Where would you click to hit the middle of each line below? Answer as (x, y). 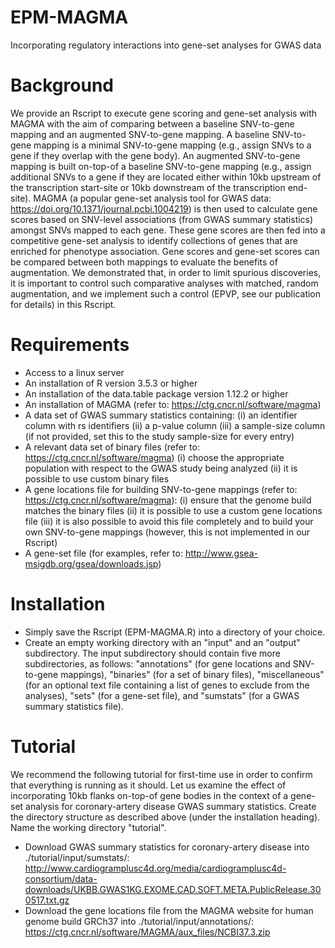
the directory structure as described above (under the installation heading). (165, 817)
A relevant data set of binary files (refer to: (112, 447)
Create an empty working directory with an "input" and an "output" (162, 642)
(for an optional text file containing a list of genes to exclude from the (167, 685)
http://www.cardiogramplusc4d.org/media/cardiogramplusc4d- (155, 868)
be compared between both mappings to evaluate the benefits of (144, 262)
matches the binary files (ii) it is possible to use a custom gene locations (173, 510)
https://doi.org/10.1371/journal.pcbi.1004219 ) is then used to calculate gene (164, 208)
